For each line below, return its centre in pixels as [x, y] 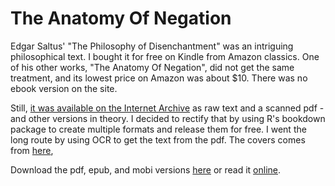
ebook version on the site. [64, 88]
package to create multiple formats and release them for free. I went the [158, 129]
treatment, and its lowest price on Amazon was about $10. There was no [159, 78]
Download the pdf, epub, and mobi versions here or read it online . [146, 169]
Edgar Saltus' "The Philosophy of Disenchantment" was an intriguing [152, 46]
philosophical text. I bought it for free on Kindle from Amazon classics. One [165, 56]
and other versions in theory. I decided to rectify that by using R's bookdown [168, 118]
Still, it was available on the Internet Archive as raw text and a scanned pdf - [167, 108]
